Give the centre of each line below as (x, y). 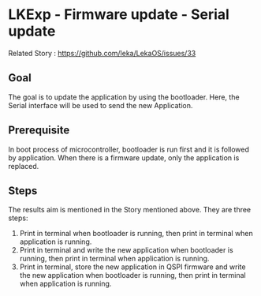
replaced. (24, 166)
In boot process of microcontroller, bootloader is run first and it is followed (129, 149)
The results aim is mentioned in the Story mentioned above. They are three (130, 210)
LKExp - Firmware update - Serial (119, 15)
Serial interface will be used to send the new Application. (101, 105)
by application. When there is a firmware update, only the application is (124, 157)
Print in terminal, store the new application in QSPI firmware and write (132, 267)
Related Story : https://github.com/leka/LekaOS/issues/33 (102, 53)
